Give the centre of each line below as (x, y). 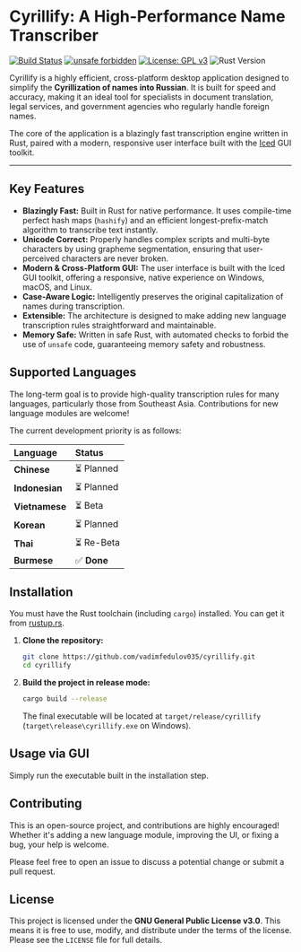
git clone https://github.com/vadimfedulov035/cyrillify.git (139, 657)
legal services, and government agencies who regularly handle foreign (140, 106)
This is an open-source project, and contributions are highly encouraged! (144, 825)
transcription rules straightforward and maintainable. (119, 325)
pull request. (32, 871)
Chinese (32, 470)
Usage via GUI (49, 754)
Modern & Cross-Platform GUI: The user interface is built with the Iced (153, 267)
